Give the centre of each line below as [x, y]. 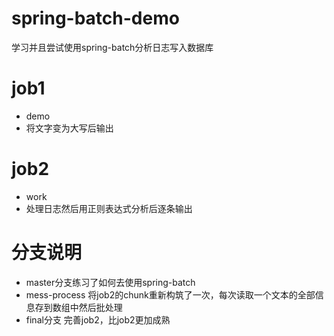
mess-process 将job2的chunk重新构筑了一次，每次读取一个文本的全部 [170, 294]
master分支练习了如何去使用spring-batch [110, 282]
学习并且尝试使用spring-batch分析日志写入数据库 [112, 47]
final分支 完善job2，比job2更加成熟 [98, 319]
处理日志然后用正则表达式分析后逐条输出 [109, 208]
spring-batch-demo [95, 18]
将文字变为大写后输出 [69, 128]
